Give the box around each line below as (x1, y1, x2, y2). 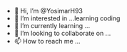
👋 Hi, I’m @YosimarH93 (14, 7, 83, 15)
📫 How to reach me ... (14, 37, 81, 45)
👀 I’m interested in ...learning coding (14, 14, 121, 22)
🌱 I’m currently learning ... (14, 22, 91, 30)
